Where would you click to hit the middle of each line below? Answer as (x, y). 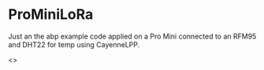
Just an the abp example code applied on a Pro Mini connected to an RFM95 (132, 36)
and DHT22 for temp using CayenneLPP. (74, 44)
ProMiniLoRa (51, 15)
